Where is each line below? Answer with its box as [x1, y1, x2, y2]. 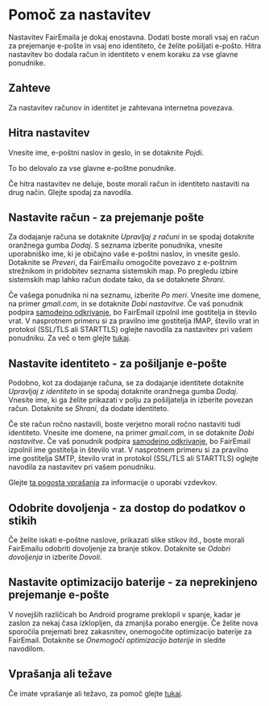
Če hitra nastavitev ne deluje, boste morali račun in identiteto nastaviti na [8, 179, 250, 189]
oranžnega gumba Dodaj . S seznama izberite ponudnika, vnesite [8, 240, 223, 251]
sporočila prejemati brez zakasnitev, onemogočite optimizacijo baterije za [8, 626, 252, 636]
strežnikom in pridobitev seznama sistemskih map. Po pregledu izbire [8, 266, 239, 276]
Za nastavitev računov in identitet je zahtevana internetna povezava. [8, 102, 235, 112]
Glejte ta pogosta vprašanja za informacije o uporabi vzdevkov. [8, 478, 217, 488]
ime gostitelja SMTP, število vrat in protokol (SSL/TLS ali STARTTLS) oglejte [8, 454, 259, 463]
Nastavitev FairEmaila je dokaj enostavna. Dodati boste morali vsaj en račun [8, 32, 259, 42]
